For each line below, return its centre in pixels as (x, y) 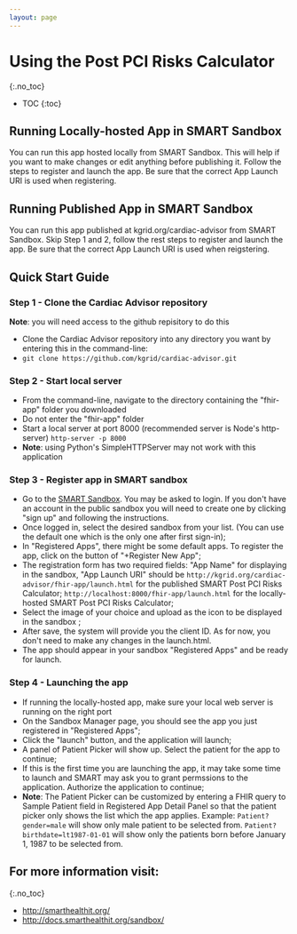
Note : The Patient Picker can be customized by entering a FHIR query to (154, 796)
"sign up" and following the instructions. (95, 518)
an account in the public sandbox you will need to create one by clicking (154, 508)
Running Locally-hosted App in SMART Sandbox (145, 131)
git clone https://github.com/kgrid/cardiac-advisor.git (129, 358)
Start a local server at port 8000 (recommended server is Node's (141, 428)
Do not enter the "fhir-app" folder (83, 419)
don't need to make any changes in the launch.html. (117, 641)
